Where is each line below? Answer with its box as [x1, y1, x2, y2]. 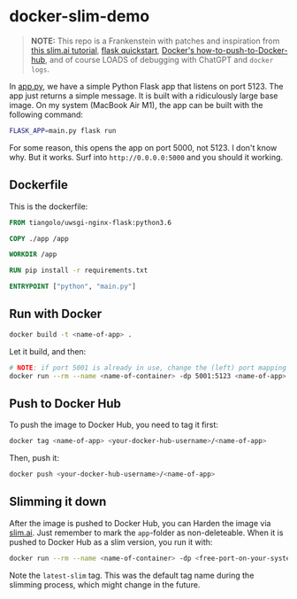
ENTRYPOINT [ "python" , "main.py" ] [9, 282, 137, 292]
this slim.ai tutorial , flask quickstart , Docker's [30, 44, 194, 55]
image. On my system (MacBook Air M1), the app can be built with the [9, 99, 263, 110]
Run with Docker [9, 307, 103, 322]
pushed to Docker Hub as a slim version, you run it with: [9, 536, 213, 547]
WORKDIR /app [9, 250, 57, 259]
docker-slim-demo [9, 6, 150, 27]
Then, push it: [9, 453, 60, 463]
